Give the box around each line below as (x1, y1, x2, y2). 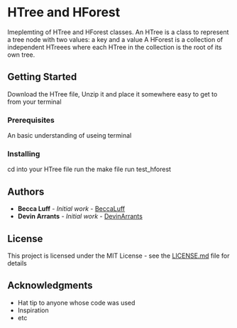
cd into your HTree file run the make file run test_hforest (7, 165, 172, 174)
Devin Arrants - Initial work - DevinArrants (17, 212, 143, 221)
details (7, 258, 27, 267)
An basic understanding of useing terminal (7, 131, 132, 140)
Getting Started (7, 71, 77, 83)
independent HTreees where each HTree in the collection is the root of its (7, 43, 222, 51)
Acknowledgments (7, 280, 94, 292)
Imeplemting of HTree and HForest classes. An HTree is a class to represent (7, 28, 229, 36)
